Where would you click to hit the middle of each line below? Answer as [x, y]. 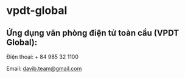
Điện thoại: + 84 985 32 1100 [43, 57]
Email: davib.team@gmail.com [44, 68]
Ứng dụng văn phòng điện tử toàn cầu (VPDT [93, 33]
